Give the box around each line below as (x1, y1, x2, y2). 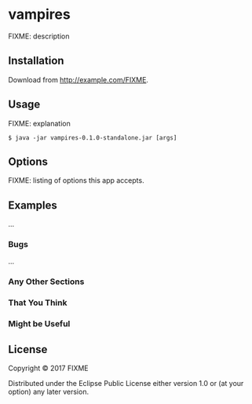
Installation (8, 54, 64, 67)
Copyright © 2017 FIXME (8, 363, 89, 373)
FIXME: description (8, 31, 70, 41)
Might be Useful (8, 318, 71, 329)
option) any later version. (8, 387, 89, 397)
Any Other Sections (8, 276, 85, 287)
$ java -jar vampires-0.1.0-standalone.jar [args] (8, 133, 177, 142)
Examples (8, 198, 57, 212)
